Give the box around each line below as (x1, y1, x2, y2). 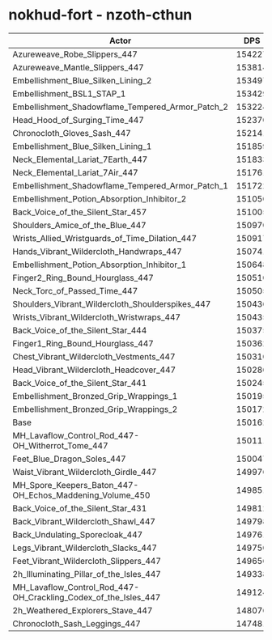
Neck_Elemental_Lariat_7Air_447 (12, 167, 139, 178)
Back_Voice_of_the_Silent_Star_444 (12, 324, 147, 336)
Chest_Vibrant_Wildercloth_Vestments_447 (12, 350, 176, 362)
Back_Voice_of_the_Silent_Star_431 (12, 502, 147, 514)
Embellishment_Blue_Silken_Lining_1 (12, 140, 152, 151)
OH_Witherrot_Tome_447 (12, 439, 108, 451)
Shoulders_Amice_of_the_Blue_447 (12, 219, 147, 231)
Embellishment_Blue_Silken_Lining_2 (12, 74, 152, 86)
